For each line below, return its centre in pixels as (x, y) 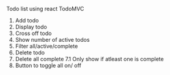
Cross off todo (33, 33)
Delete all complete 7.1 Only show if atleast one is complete (89, 59)
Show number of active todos (52, 40)
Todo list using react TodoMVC (45, 9)
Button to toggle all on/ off (48, 65)
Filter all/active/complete (46, 46)
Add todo (27, 20)
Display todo (31, 27)
